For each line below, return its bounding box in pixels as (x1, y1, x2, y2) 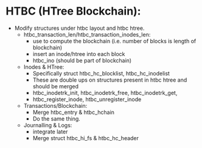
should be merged (32, 82, 79, 90)
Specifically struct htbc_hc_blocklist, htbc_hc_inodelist (32, 69, 170, 77)
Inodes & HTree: (23, 63, 64, 71)
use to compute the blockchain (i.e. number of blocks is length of (32, 37, 197, 44)
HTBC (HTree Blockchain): (5, 4, 141, 18)
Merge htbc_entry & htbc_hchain (32, 108, 115, 116)
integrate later (32, 128, 68, 135)
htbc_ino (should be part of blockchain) (32, 57, 132, 64)
